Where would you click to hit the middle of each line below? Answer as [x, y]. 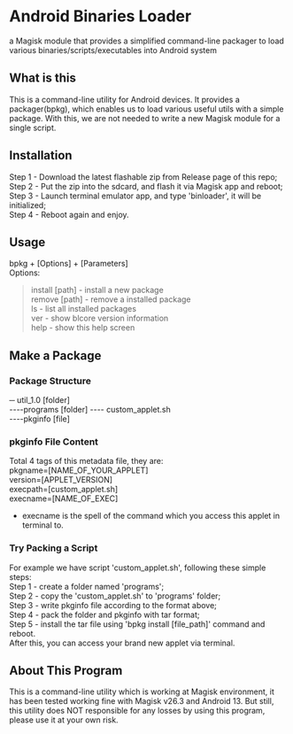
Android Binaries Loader [100, 16]
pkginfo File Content [54, 442]
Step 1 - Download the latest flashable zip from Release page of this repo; [143, 177]
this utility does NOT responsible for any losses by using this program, [137, 711]
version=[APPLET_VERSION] [61, 480]
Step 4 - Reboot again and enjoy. [69, 214]
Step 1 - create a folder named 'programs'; [87, 586]
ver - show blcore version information [100, 318]
